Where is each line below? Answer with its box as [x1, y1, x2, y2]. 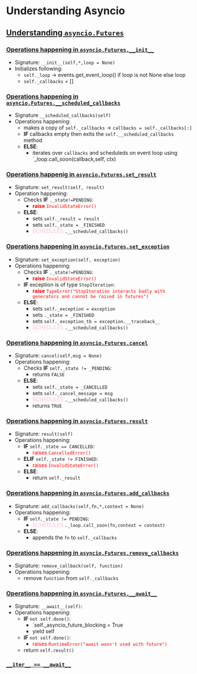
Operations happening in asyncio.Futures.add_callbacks [6, 489, 170, 497]
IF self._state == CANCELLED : [23, 443, 95, 450]
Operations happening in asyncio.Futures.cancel [6, 338, 149, 347]
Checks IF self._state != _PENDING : [23, 364, 112, 372]
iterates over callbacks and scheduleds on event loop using [32, 149, 178, 157]
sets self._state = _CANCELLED [32, 383, 108, 390]
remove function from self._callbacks [23, 574, 119, 581]
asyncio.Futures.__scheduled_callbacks [6, 99, 121, 106]
